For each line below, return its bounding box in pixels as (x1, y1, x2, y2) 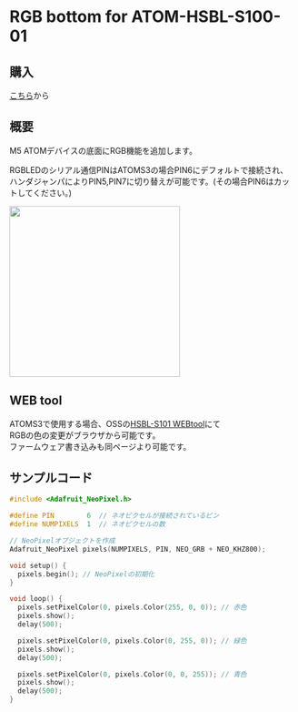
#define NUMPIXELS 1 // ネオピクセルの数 (9, 520, 166, 529)
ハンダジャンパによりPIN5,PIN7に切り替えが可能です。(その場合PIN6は (9, 176, 274, 187)
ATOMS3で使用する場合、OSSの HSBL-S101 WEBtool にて (9, 418, 221, 429)
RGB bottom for (9, 6, 128, 27)
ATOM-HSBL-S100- (131, 6, 282, 27)
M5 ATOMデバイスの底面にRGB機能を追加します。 (9, 145, 198, 156)
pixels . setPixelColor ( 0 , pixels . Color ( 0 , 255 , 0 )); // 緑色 (17, 636, 247, 646)
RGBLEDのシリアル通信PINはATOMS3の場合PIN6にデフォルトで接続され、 (9, 164, 289, 175)
